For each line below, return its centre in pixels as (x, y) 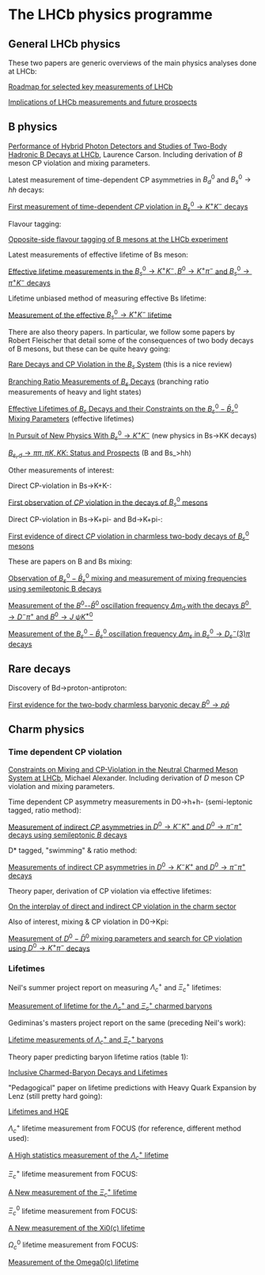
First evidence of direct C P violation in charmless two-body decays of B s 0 (129, 536)
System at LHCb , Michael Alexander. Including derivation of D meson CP (127, 778)
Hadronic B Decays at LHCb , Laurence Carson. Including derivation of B (125, 154)
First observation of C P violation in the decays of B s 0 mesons (108, 502)
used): (19, 1139)
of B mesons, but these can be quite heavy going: (89, 349)
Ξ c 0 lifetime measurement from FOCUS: (73, 1211)
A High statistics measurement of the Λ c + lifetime (88, 1155)
